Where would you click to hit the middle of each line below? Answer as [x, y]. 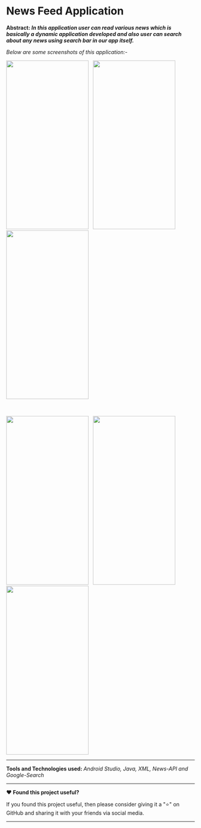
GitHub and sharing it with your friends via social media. [75, 813]
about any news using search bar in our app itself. [70, 40]
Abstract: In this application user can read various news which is [89, 28]
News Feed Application [65, 11]
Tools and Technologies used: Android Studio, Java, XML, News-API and [97, 769]
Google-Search [25, 775]
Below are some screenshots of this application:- [67, 52]
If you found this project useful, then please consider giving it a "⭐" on [93, 804]
